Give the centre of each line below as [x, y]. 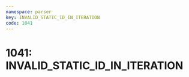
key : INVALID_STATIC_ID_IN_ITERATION [53, 17]
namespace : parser [28, 12]
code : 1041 [19, 23]
